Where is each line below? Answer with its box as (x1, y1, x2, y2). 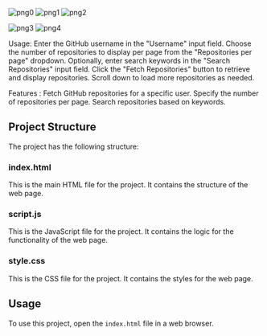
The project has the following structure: (8, 141, 139, 151)
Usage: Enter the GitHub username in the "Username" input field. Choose (8, 39, 252, 48)
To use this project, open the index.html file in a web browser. (8, 318, 215, 328)
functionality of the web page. (8, 236, 109, 245)
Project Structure (8, 121, 97, 134)
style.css (8, 256, 46, 267)
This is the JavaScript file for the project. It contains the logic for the (8, 227, 235, 236)
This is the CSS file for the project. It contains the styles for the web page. (8, 273, 253, 283)
